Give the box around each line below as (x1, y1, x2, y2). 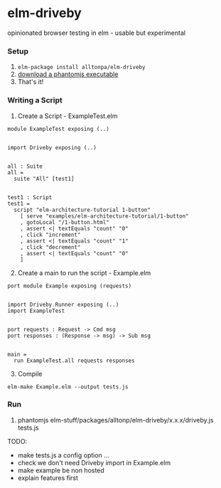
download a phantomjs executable (17, 70, 119, 79)
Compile (17, 369, 43, 378)
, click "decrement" (20, 243, 81, 250)
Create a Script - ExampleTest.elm (17, 112, 118, 120)
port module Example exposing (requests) (7, 282, 132, 290)
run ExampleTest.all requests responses (14, 357, 135, 364)
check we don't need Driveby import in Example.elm (17, 458, 171, 467)
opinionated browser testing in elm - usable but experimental (7, 28, 186, 37)
